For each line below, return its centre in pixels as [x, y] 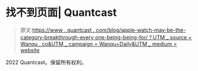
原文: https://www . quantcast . [57, 30]
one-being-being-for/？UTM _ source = [143, 37]
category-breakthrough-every [57, 37]
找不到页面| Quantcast [61, 13]
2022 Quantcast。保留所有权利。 [46, 62]
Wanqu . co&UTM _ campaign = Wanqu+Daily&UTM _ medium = [98, 44]
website [30, 50]
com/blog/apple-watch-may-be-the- [141, 30]
